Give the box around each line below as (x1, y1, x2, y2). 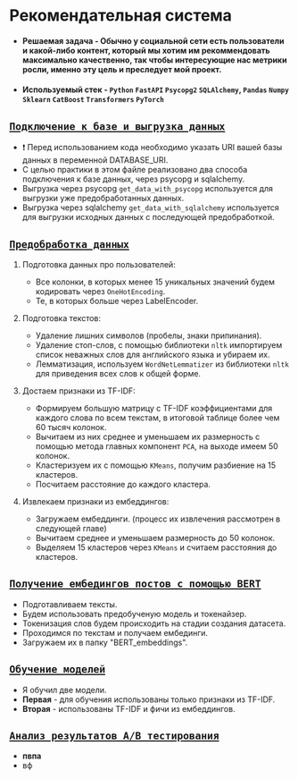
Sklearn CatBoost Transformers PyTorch (21, 96, 165, 105)
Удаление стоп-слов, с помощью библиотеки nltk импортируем (35, 340, 283, 350)
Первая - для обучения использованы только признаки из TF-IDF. (21, 694, 276, 705)
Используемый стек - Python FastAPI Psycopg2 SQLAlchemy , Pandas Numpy (21, 84, 290, 95)
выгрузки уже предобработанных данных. (21, 193, 185, 204)
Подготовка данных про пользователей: (21, 259, 176, 269)
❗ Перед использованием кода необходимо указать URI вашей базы (21, 142, 283, 153)
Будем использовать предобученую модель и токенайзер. (21, 608, 247, 619)
